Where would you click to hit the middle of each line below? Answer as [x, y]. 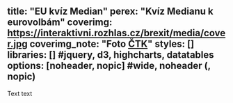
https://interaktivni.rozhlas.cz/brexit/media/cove [116, 33]
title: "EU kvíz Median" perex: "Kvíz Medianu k [110, 11]
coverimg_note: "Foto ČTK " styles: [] [112, 44]
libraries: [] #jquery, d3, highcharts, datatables [111, 55]
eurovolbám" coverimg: [60, 23]
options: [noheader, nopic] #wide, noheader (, [109, 66]
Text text [20, 93]
